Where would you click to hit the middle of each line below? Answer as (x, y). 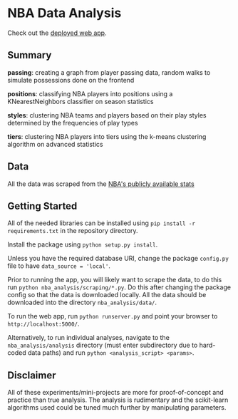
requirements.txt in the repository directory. (73, 231)
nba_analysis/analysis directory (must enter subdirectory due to (103, 345)
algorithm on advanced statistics (55, 144)
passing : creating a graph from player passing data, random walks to (109, 72)
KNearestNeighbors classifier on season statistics (81, 101)
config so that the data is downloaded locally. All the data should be (107, 295)
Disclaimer (32, 375)
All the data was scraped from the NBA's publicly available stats (101, 184)
